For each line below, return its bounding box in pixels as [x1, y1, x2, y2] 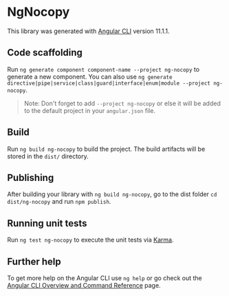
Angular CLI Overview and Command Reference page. [7, 282, 161, 289]
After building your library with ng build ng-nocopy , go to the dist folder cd [7, 190, 217, 198]
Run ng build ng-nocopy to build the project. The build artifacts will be [7, 145, 206, 153]
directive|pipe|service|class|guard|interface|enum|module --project [7, 80, 211, 87]
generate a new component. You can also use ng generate [7, 72, 173, 81]
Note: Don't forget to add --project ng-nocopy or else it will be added [23, 99, 221, 107]
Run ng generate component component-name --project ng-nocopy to [7, 65, 200, 73]
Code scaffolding [7, 47, 83, 59]
